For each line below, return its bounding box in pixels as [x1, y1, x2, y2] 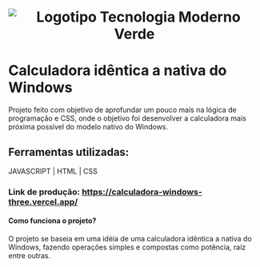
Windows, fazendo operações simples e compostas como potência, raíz [8, 242, 246, 252]
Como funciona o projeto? [8, 216, 97, 225]
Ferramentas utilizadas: [8, 145, 130, 159]
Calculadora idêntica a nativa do [8, 62, 227, 80]
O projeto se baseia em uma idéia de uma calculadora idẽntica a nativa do [8, 234, 252, 244]
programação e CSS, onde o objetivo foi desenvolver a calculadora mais [8, 114, 246, 123]
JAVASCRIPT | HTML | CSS [8, 166, 98, 176]
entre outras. [8, 251, 50, 261]
